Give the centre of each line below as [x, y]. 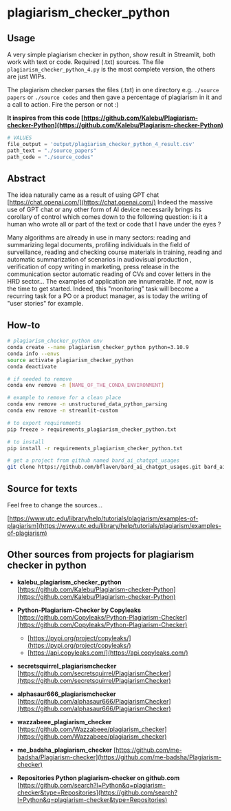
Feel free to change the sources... [55, 505]
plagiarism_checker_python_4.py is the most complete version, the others [111, 69]
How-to [24, 325]
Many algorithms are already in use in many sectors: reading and [99, 238]
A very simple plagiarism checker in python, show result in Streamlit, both [111, 54]
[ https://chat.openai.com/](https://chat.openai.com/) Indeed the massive [110, 202]
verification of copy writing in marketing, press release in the [93, 267]
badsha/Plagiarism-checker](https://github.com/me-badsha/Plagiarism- [119, 757]
